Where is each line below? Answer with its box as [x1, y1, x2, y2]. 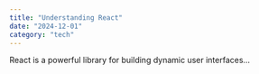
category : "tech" [9, 30, 75, 39]
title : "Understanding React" [9, 13, 124, 23]
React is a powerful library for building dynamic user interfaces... [9, 55, 251, 66]
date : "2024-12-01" [9, 22, 83, 31]
